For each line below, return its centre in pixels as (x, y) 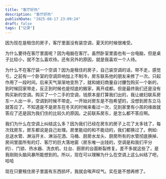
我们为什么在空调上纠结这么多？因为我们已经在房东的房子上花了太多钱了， (81, 124)
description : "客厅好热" (29, 14)
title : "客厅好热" (23, 10)
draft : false (19, 23)
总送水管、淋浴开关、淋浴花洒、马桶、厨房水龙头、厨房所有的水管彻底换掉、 (83, 136)
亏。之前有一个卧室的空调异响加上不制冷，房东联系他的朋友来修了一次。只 (81, 76)
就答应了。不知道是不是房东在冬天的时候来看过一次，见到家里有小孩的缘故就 (83, 107)
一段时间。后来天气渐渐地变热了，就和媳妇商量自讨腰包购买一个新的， (89, 83)
